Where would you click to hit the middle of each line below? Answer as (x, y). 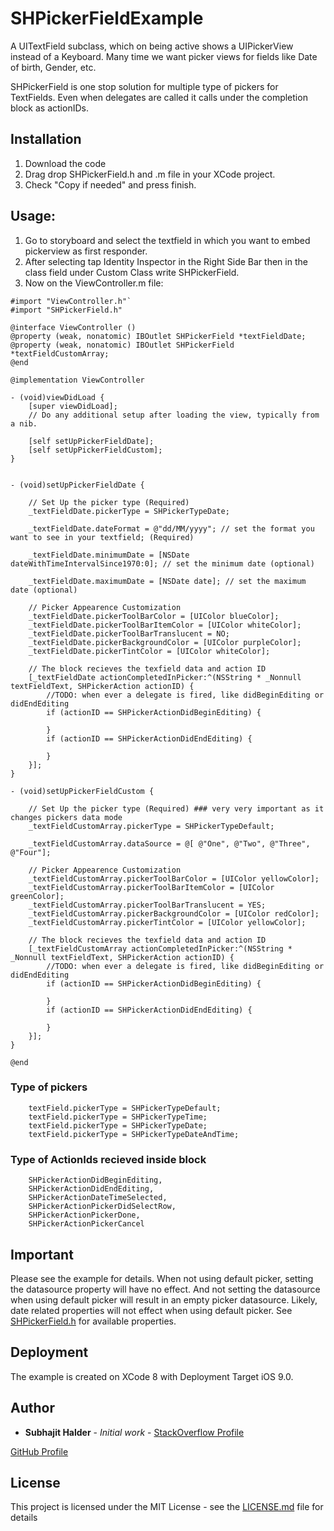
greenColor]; (37, 896)
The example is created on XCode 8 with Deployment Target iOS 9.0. (152, 1376)
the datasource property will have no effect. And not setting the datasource (165, 1289)
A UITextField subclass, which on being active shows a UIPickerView (152, 46)
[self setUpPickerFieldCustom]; (95, 450)
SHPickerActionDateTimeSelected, (98, 1198)
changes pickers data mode (66, 817)
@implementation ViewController (77, 380)
